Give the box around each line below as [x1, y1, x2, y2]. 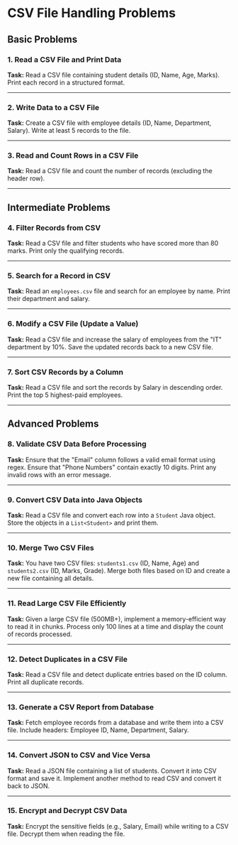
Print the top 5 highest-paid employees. [7, 391, 123, 399]
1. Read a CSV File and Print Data [7, 55, 122, 65]
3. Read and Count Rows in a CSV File [7, 151, 139, 160]
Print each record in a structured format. [7, 78, 125, 87]
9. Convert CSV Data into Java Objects [7, 495, 143, 505]
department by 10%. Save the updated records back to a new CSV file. [7, 342, 214, 351]
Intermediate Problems [7, 201, 111, 214]
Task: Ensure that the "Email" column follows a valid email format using [7, 455, 216, 464]
